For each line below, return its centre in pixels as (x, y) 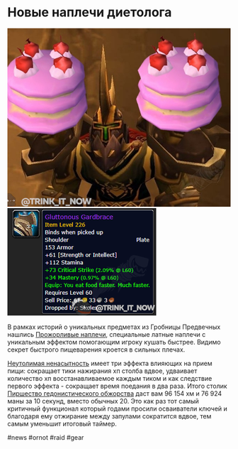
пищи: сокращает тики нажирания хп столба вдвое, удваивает (102, 371)
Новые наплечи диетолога (90, 12)
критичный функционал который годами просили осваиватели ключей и (118, 409)
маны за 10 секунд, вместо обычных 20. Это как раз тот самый (103, 401)
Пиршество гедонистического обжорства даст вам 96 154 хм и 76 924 (115, 393)
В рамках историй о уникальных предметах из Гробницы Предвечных (114, 327)
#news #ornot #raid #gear (46, 437)
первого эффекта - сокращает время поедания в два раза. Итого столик (118, 386)
